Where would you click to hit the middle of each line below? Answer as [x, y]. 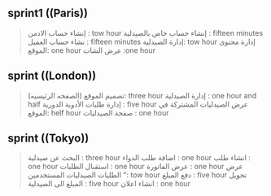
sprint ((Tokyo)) [48, 139]
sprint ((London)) [52, 76]
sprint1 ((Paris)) [48, 13]
